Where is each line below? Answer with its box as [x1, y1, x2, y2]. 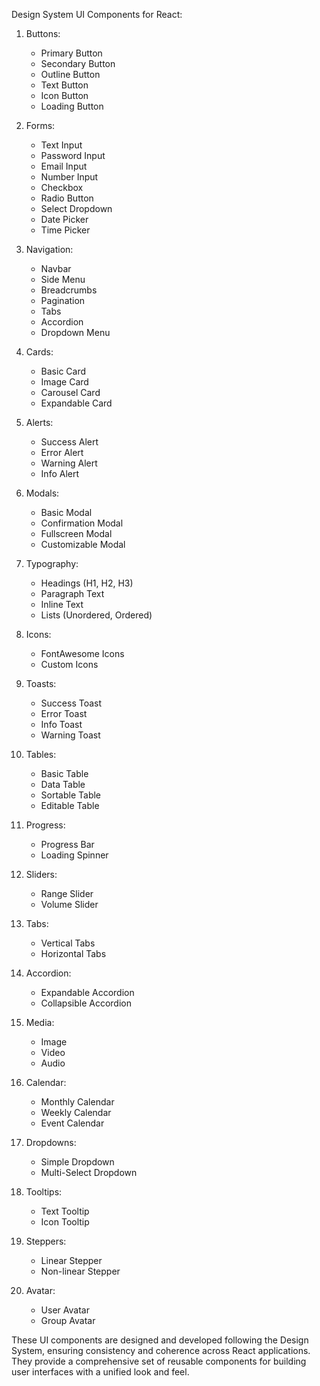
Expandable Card [40, 397, 113, 409]
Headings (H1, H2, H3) [40, 577, 134, 589]
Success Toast [40, 697, 103, 709]
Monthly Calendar [40, 1096, 115, 1108]
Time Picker [40, 224, 91, 236]
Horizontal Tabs [40, 948, 107, 959]
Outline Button [40, 69, 101, 80]
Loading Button [40, 100, 104, 112]
